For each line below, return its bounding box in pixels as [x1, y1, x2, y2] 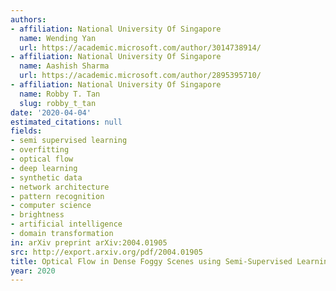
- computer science [10, 201, 92, 211]
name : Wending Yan [19, 33, 97, 43]
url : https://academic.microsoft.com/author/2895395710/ [19, 71, 262, 81]
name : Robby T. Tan [19, 89, 101, 99]
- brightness [10, 210, 65, 220]
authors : [10, 14, 47, 25]
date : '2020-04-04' [10, 107, 92, 118]
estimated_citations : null [10, 117, 123, 127]
